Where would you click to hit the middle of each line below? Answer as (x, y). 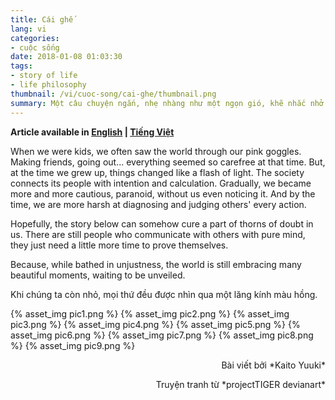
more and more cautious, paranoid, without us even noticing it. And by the (163, 193)
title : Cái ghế (42, 19)
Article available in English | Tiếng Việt (92, 132)
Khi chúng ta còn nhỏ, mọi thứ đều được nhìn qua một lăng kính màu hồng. (164, 294)
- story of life (44, 76)
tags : (21, 66)
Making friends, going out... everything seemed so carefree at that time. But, (168, 162)
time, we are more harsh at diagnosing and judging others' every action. (158, 204)
